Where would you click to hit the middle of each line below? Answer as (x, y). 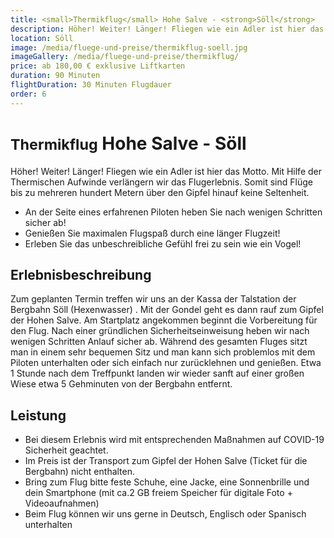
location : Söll (42, 38)
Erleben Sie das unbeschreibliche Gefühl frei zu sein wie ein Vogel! (163, 243)
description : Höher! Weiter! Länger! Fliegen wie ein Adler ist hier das (167, 29)
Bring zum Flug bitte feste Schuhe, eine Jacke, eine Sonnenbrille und (167, 482)
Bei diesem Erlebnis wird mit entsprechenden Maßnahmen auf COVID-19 (174, 440)
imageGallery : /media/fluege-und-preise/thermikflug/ (125, 57)
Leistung (38, 415)
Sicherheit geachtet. (66, 450)
